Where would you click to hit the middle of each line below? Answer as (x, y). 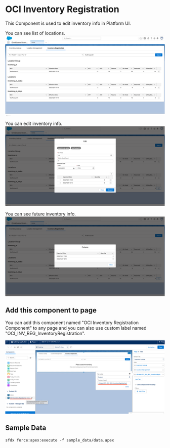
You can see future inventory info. (40, 214)
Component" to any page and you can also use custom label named (76, 328)
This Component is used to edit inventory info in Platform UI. (68, 23)
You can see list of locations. (35, 33)
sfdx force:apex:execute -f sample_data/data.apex (60, 440)
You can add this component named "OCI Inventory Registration (72, 323)
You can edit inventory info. (34, 123)
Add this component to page (51, 310)
